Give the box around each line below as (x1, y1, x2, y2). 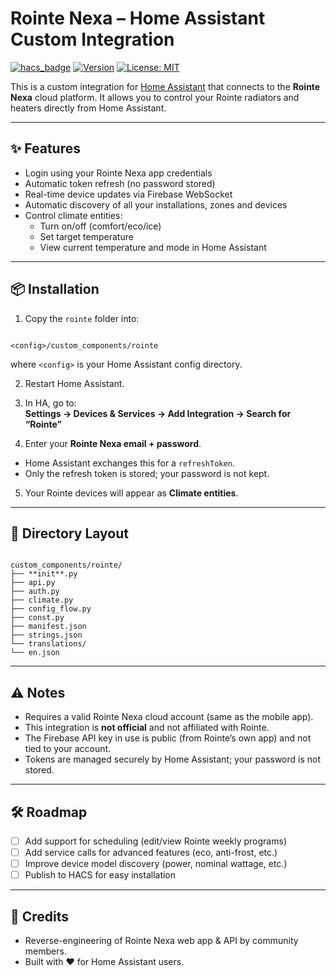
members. (24, 945, 67, 957)
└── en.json (10, 648, 60, 658)
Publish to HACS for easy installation (24, 869, 177, 881)
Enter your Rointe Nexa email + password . (24, 437, 202, 449)
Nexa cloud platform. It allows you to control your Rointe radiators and (10, 91, 300, 103)
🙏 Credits (10, 908, 70, 925)
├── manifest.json (10, 622, 87, 632)
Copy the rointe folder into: (24, 312, 140, 324)
